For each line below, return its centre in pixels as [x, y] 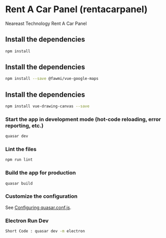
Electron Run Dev [27, 221]
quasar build [19, 183]
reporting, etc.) [24, 126]
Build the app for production [41, 173]
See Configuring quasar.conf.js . [38, 207]
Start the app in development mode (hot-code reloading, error [83, 119]
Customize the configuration [41, 196]
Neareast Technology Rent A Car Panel [46, 23]
